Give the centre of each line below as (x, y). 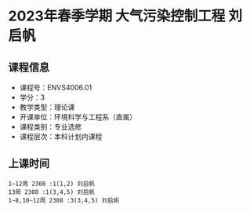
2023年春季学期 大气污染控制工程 (117, 16)
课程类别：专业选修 (51, 127)
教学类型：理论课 (47, 107)
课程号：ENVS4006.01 (56, 88)
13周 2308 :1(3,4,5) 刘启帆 (52, 192)
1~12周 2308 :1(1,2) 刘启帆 (52, 184)
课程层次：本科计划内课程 (61, 137)
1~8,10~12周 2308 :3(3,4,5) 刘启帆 (64, 200)
